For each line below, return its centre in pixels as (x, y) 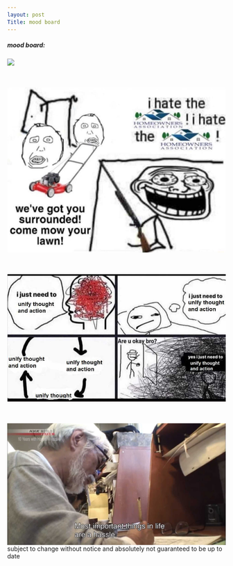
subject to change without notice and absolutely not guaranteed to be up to (115, 549)
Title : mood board (34, 22)
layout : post (26, 15)
